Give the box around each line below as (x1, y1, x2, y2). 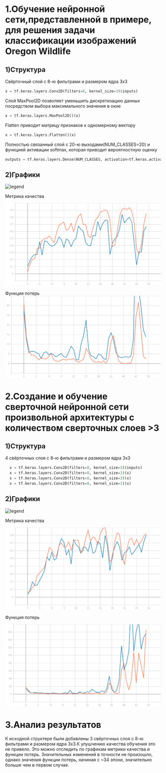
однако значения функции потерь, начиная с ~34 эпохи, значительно (5, 757, 152, 763)
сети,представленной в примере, (5, 14, 152, 25)
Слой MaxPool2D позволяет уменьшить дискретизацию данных (5, 98, 140, 104)
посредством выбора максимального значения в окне (5, 103, 121, 109)
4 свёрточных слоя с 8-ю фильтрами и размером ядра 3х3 (5, 455, 131, 461)
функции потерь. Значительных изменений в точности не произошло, (5, 751, 153, 757)
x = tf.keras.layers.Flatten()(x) (5, 132, 77, 137)
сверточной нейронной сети (5, 401, 129, 412)
